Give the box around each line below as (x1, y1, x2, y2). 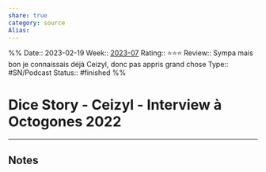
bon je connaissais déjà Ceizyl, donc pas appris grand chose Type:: (8, 60, 229, 69)
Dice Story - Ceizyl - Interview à (8, 95, 222, 114)
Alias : (8, 26, 30, 34)
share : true (8, 11, 47, 20)
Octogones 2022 (8, 112, 122, 130)
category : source (8, 19, 66, 27)
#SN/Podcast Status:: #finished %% (8, 68, 127, 77)
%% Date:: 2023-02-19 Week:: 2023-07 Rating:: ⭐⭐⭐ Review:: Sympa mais (8, 48, 253, 58)
